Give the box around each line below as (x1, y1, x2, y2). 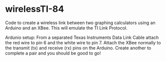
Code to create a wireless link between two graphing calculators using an (5, 20, 156, 26)
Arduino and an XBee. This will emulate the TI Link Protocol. (5, 25, 128, 30)
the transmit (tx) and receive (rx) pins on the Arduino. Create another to (5, 45, 152, 51)
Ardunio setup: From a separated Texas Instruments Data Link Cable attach (5, 34, 159, 40)
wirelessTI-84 (5, 3, 65, 15)
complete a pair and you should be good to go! (5, 50, 101, 56)
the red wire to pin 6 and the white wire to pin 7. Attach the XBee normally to (5, 39, 161, 45)
